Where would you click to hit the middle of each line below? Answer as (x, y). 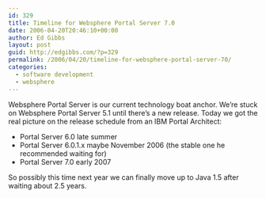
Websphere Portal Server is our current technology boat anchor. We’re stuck (133, 105)
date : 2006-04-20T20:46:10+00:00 (63, 30)
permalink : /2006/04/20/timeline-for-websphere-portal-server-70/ (120, 60)
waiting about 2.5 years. (47, 185)
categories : (28, 67)
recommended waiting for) (63, 153)
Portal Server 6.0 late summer (68, 136)
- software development (54, 74)
